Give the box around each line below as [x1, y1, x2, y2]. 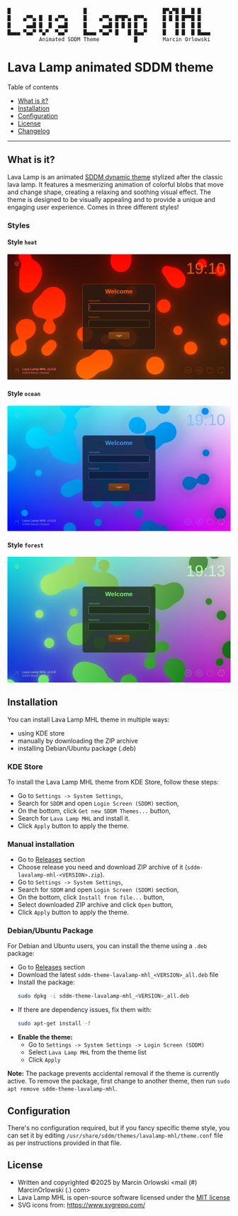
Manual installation [7, 839, 75, 849]
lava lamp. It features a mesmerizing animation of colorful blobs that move [7, 180, 225, 188]
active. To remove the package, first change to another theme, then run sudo [7, 1077, 230, 1086]
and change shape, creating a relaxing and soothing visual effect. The [7, 188, 211, 196]
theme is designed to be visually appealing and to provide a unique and [7, 195, 216, 203]
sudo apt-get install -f [17, 1020, 91, 1028]
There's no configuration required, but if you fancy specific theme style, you [7, 1124, 230, 1132]
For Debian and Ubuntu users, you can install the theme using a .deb [7, 942, 208, 950]
